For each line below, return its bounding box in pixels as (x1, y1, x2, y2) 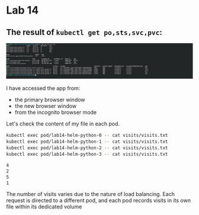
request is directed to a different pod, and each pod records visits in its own (6, 197, 191, 204)
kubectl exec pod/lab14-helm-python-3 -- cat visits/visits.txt (6, 151, 168, 157)
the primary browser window (14, 96, 85, 103)
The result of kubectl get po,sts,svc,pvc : (6, 27, 163, 37)
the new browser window (14, 102, 77, 110)
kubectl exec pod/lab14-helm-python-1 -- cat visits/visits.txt (6, 139, 168, 145)
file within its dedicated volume (6, 203, 82, 210)
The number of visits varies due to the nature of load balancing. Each (6, 191, 175, 198)
